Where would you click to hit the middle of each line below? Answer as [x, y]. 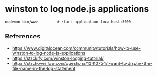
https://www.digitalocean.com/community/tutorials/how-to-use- [76, 48]
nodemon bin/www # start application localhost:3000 [68, 22]
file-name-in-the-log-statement [44, 68]
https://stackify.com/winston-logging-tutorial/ [58, 58]
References [23, 36]
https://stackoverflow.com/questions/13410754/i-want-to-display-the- [82, 63]
